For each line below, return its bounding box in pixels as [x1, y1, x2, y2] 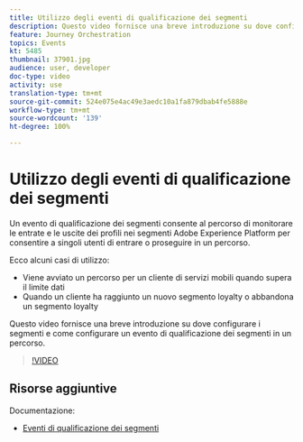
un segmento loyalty [22, 300, 99, 311]
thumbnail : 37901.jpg [9, 55, 91, 64]
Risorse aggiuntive [9, 381, 117, 397]
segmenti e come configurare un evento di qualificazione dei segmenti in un [9, 327, 291, 338]
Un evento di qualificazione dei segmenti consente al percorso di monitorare [9, 217, 293, 228]
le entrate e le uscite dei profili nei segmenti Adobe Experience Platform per [9, 227, 290, 238]
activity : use [9, 80, 63, 89]
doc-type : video [9, 72, 70, 81]
